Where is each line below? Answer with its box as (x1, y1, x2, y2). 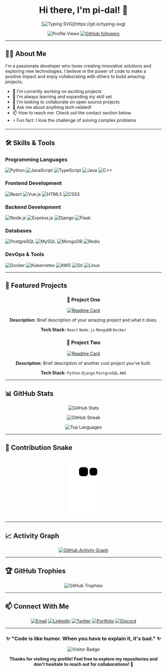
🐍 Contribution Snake (5, 443, 73, 452)
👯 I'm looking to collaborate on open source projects (12, 99, 120, 105)
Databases (5, 227, 32, 234)
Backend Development (5, 203, 61, 210)
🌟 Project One (67, 296, 100, 303)
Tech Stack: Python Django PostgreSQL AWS (40, 370, 127, 376)
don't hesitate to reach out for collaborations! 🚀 (33, 661, 134, 667)
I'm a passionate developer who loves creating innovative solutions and (5, 63, 152, 69)
